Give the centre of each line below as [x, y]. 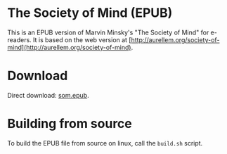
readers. [19, 39]
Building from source [70, 124]
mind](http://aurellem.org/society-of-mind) [69, 47]
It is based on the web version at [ [82, 39]
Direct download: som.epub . [48, 95]
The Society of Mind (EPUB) [90, 13]
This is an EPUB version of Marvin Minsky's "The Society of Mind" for [108, 32]
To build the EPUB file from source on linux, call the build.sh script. [105, 143]
